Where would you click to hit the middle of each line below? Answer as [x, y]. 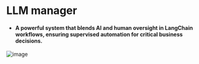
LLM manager [42, 11]
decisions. [29, 41]
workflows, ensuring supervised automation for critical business [99, 34]
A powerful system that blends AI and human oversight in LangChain [104, 27]
